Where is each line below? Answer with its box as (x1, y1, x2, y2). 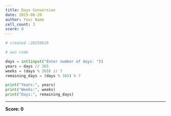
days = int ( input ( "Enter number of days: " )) (5, 59, 103, 64)
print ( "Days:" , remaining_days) (5, 92, 74, 97)
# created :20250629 (5, 40, 49, 46)
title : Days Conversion (5, 7, 56, 13)
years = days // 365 (5, 63, 49, 69)
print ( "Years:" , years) (5, 82, 56, 87)
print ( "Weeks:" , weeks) (5, 87, 56, 92)
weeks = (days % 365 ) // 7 (5, 68, 63, 74)
